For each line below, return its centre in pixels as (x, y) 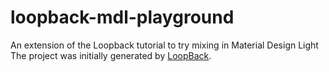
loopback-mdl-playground (122, 17)
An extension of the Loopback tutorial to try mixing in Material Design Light (164, 45)
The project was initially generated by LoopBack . (111, 55)
